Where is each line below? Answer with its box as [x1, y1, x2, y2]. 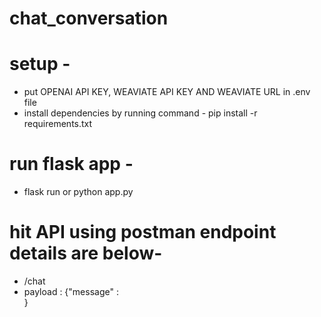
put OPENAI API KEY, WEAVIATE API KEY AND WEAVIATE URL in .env [23, 86, 311, 98]
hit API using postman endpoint [9, 221, 277, 244]
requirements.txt [23, 118, 93, 130]
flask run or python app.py [23, 186, 134, 198]
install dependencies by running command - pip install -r [23, 107, 258, 119]
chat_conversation [9, 7, 169, 30]
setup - [9, 53, 71, 76]
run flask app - [9, 153, 134, 176]
